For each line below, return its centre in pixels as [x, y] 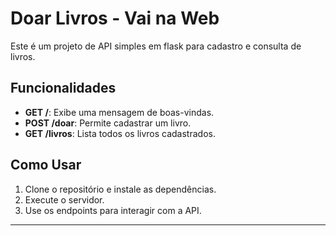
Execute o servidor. [64, 199]
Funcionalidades [63, 88]
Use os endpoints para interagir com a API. [113, 210]
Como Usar [46, 165]
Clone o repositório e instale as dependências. [120, 189]
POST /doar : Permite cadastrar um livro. [108, 123]
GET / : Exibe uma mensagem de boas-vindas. [119, 112]
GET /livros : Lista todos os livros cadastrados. [120, 133]
